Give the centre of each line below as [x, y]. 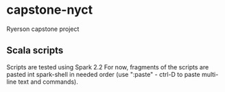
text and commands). [48, 82]
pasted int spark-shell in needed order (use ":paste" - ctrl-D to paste [103, 74]
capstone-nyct [50, 10]
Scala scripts [35, 50]
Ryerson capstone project [43, 29]
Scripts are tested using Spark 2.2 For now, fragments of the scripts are [108, 67]
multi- [210, 74]
